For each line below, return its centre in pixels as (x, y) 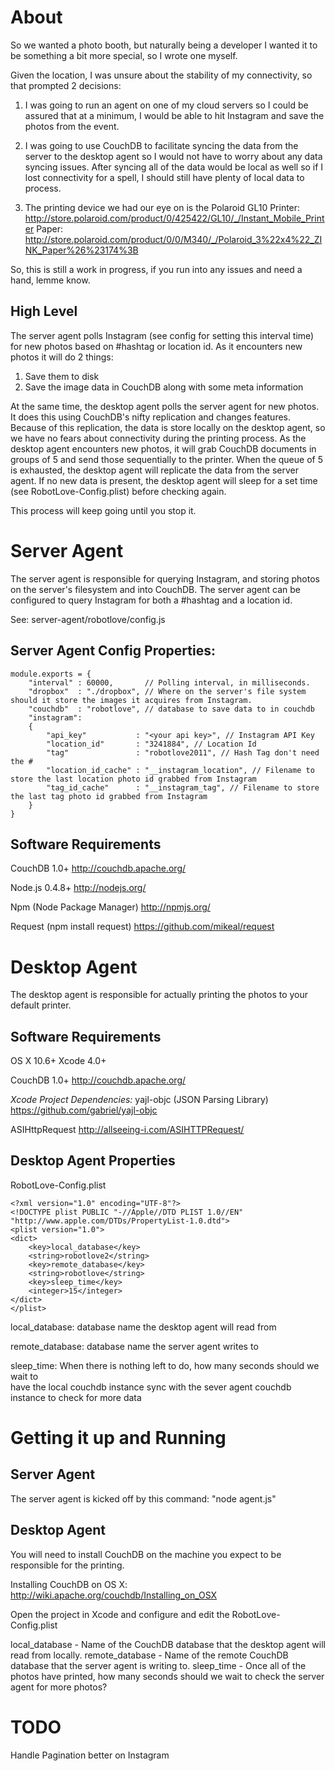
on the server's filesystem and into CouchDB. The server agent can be (155, 589)
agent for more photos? (59, 1687)
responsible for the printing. (67, 1565)
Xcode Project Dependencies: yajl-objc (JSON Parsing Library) (139, 1100)
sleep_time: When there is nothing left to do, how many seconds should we (165, 1365)
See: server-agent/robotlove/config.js (88, 619)
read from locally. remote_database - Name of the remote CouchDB (149, 1655)
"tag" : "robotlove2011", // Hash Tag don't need (183, 752)
